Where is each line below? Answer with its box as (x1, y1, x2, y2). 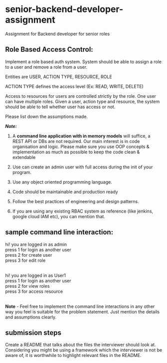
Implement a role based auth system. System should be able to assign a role (5, 59, 162, 65)
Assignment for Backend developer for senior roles (5, 31, 110, 37)
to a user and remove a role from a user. (5, 64, 88, 70)
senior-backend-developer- (5, 4, 124, 15)
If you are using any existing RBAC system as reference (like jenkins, (12, 208, 154, 214)
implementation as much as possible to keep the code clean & (12, 149, 140, 155)
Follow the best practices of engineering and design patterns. (12, 198, 139, 204)
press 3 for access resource (5, 288, 63, 294)
